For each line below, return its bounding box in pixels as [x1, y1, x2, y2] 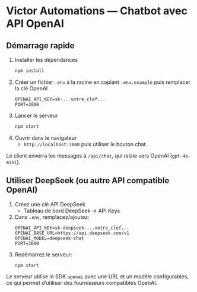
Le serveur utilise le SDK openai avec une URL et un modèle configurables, [6, 273, 189, 280]
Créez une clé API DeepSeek [14, 200, 86, 208]
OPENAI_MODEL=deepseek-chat [14, 235, 84, 241]
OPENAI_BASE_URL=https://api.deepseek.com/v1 [14, 230, 129, 236]
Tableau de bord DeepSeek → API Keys [23, 207, 120, 214]
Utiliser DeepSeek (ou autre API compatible [6, 175, 170, 186]
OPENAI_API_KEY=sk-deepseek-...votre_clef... [14, 225, 129, 231]
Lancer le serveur [14, 112, 58, 119]
